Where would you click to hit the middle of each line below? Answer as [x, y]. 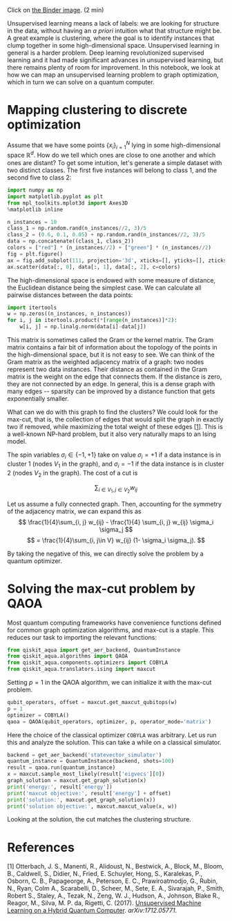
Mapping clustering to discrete [97, 110]
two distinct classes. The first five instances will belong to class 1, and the [112, 170]
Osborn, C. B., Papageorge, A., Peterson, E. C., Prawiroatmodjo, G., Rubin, [113, 881]
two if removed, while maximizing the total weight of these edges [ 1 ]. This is [115, 427]
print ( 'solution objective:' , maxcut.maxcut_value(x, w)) [92, 806]
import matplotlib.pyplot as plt [55, 196]
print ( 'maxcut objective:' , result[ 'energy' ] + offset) [89, 793]
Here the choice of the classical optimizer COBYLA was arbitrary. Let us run [112, 734]
